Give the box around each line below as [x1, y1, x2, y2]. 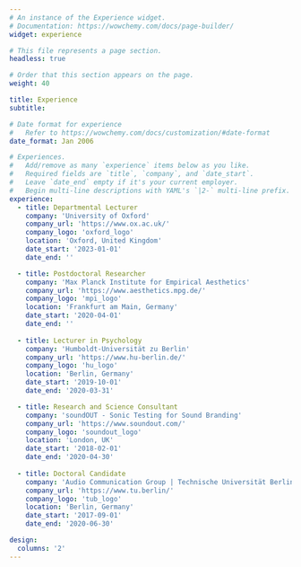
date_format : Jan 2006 [9, 137, 94, 146]
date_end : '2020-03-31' [25, 386, 115, 395]
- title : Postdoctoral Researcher [17, 269, 146, 279]
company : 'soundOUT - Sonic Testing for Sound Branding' [25, 411, 243, 420]
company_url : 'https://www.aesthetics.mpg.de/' [25, 286, 206, 295]
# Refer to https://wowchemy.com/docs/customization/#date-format [9, 128, 271, 137]
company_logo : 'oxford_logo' [25, 228, 134, 237]
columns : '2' [17, 544, 66, 553]
